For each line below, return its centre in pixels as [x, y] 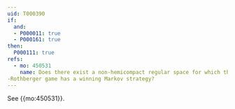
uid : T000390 [26, 14]
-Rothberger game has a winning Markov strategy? [81, 79]
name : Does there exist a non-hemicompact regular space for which [120, 72]
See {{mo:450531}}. [36, 99]
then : [15, 46]
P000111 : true [34, 53]
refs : [15, 59]
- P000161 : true [37, 40]
